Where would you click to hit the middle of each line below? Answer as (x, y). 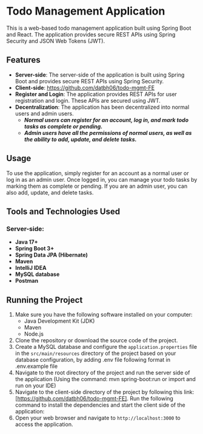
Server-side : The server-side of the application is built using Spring (100, 75)
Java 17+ (26, 242)
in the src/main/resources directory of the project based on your (95, 353)
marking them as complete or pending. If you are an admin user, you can (97, 186)
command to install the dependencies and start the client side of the (100, 405)
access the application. (44, 424)
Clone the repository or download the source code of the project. (96, 340)
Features (23, 60)
